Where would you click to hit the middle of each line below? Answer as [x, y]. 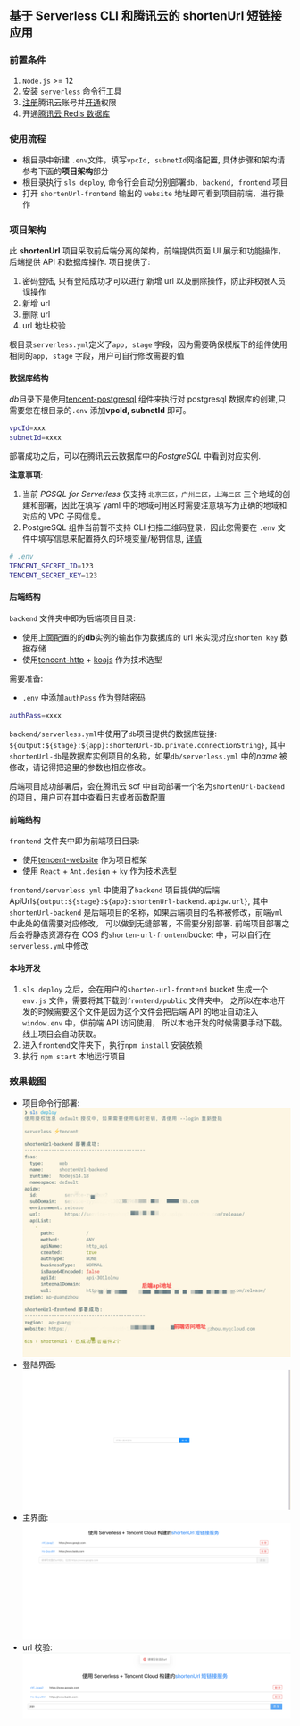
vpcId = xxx [28, 428]
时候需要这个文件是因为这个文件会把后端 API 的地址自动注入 [148, 1012]
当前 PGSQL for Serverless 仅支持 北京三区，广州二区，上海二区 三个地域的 [152, 494]
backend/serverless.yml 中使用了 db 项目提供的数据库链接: [113, 734]
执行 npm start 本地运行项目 [74, 1057]
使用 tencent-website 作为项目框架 [85, 860]
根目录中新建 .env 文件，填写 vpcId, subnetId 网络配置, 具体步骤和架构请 [154, 160]
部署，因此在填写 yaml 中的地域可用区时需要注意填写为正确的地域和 [162, 505]
